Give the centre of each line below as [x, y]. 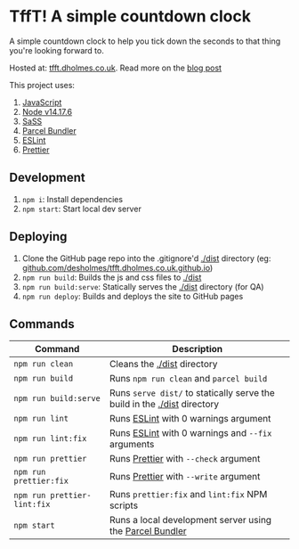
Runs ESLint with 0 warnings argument [190, 419]
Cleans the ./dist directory [164, 365]
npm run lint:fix [50, 439]
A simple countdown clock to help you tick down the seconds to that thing [145, 41]
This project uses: [42, 85]
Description [198, 349]
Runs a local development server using [191, 520]
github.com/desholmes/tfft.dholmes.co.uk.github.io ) [117, 267]
